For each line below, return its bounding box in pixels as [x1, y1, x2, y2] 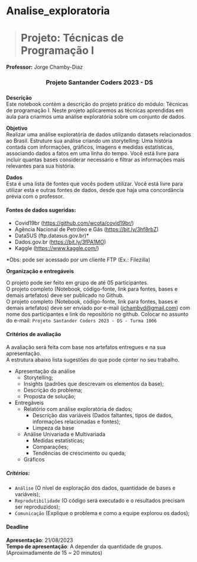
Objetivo [6, 124, 28, 132]
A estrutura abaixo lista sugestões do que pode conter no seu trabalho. [6, 356, 180, 363]
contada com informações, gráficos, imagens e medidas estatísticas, [6, 143, 175, 151]
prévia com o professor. [6, 193, 64, 200]
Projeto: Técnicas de [20, 31, 124, 45]
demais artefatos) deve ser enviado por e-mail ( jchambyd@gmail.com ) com [6, 304, 190, 312]
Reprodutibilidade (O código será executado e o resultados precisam [14, 497, 185, 504]
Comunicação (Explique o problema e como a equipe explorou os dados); [14, 510, 190, 517]
